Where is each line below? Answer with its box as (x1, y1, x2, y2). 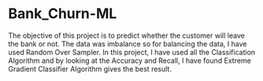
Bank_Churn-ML (8, 5, 117, 23)
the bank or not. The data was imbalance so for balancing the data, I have (8, 39, 247, 48)
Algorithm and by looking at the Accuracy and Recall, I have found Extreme (8, 56, 252, 65)
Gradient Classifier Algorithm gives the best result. (8, 64, 172, 73)
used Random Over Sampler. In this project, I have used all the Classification (8, 47, 256, 57)
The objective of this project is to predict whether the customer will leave (8, 31, 246, 40)
